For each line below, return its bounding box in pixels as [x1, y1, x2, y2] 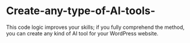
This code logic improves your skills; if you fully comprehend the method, [6, 24, 185, 31]
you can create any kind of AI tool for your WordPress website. [6, 29, 159, 37]
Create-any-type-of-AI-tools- [6, 4, 156, 18]
